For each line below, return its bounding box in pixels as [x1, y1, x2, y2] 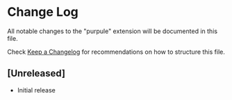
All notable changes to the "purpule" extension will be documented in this [7, 27, 217, 35]
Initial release [17, 86, 56, 94]
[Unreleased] [7, 68, 66, 79]
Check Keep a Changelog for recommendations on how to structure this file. [7, 48, 226, 56]
